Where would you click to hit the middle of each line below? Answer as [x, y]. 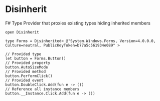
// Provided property [28, 63]
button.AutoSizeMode [27, 67]
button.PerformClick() [29, 76]
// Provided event [24, 80]
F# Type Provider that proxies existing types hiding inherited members [78, 23]
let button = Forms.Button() [36, 58]
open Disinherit [22, 32]
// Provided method [26, 71]
